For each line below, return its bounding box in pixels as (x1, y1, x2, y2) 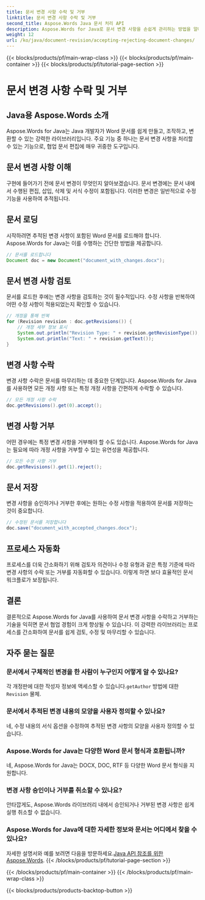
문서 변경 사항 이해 (6, 162, 71, 173)
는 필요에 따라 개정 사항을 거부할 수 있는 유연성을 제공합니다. (6, 446, 149, 453)
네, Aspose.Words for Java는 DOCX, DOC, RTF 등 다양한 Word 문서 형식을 (6, 761, 188, 769)
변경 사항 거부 (6, 421, 55, 431)
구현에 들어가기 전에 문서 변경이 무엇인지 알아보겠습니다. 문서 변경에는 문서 (6, 180, 184, 187)
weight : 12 (6, 32, 34, 38)
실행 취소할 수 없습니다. (6, 808, 62, 816)
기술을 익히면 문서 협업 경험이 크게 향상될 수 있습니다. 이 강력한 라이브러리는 (6, 620, 187, 628)
